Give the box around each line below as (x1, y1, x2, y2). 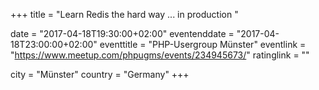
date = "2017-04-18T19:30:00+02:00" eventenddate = (10, 28, 235, 39)
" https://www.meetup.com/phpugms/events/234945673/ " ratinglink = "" (10, 49, 310, 61)
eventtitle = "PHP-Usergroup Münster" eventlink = (99, 39, 307, 50)
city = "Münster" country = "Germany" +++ (10, 69, 190, 80)
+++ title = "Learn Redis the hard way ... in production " (10, 9, 239, 20)
